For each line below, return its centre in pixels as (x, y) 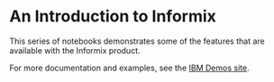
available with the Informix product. (75, 50)
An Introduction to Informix (113, 16)
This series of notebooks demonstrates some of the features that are (137, 41)
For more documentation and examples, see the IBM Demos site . (129, 68)
